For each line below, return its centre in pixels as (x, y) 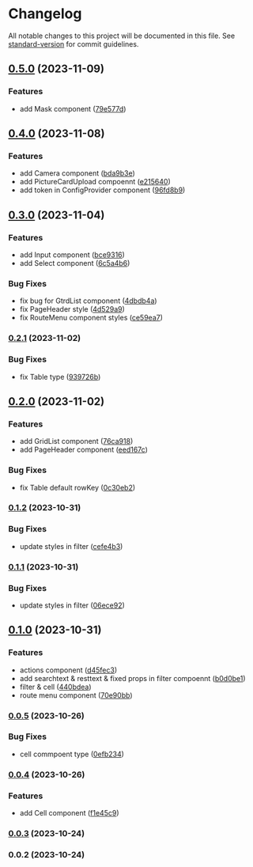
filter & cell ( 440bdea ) (56, 687)
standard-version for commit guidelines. (74, 44)
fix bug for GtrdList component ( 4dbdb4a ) (88, 301)
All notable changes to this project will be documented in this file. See (122, 36)
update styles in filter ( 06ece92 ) (72, 605)
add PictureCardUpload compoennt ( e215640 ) (95, 182)
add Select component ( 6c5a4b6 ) (75, 263)
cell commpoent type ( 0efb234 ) (72, 754)
